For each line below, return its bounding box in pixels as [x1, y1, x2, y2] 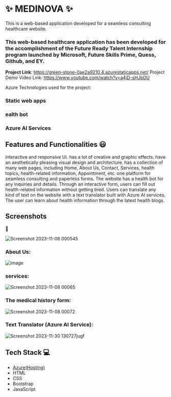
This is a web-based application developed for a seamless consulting [5, 20, 152, 26]
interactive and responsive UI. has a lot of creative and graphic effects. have [5, 154, 166, 160]
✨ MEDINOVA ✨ [5, 3, 73, 15]
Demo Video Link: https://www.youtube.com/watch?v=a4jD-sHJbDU [5, 75, 150, 81]
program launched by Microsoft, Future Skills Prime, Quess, [5, 51, 156, 58]
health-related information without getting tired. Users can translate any [5, 186, 157, 192]
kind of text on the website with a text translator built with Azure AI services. [5, 192, 166, 198]
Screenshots [5, 212, 47, 221]
